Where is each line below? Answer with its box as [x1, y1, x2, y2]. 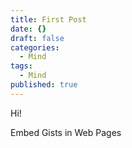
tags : [10, 61, 33, 71]
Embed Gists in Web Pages [10, 126, 122, 138]
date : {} [10, 24, 47, 34]
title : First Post [10, 14, 87, 25]
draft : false [10, 33, 65, 43]
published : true [10, 80, 78, 90]
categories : [10, 42, 60, 53]
